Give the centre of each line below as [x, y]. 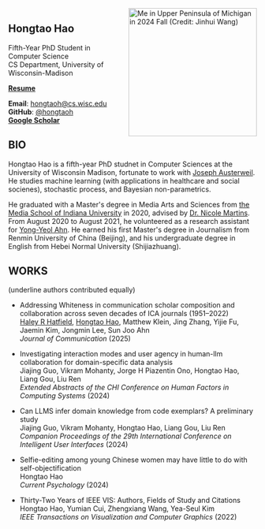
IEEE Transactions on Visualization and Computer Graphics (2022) [128, 517]
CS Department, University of [56, 64]
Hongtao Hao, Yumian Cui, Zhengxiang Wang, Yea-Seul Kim [117, 509]
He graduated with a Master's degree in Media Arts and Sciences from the [129, 204]
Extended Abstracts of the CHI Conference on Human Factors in [124, 387]
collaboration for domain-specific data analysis [96, 363]
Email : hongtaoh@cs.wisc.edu [58, 103]
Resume [22, 88]
